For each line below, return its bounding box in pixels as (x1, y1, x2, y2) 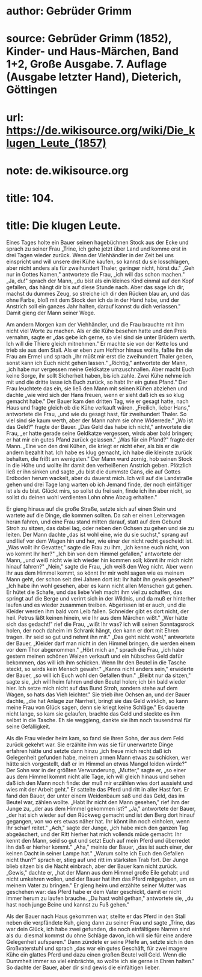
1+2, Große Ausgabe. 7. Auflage (6, 57, 167, 71)
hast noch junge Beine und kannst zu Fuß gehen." (6, 901, 130, 908)
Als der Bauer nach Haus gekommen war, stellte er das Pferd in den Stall (6, 913, 186, 920)
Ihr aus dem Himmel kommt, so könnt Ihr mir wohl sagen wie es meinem (6, 569, 185, 576)
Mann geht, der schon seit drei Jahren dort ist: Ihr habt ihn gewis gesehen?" (6, 575, 195, 582)
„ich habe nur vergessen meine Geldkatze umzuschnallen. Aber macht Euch (6, 366, 195, 373)
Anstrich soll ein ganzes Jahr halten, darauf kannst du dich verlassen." (6, 302, 181, 310)
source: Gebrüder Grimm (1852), (6, 32, 172, 46)
